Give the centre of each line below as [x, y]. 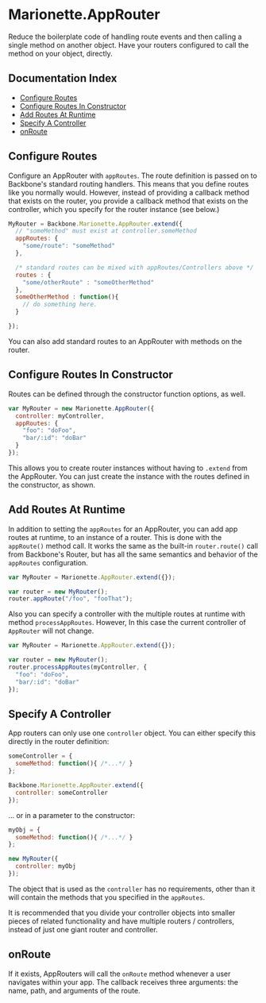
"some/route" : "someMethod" [69, 246]
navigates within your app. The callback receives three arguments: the [123, 982]
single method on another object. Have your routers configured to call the [129, 44]
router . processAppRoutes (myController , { [78, 667]
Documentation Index [63, 78]
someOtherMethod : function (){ [67, 297]
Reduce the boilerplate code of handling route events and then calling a [125, 37]
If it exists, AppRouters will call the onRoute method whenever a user [120, 974]
